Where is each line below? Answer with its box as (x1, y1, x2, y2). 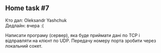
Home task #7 (5, 4, 49, 12)
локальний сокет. (5, 42, 43, 49)
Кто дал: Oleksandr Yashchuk (5, 17, 67, 23)
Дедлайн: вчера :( (5, 22, 44, 28)
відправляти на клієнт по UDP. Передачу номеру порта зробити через (5, 37, 156, 43)
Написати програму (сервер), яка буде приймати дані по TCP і (5, 32, 140, 38)
